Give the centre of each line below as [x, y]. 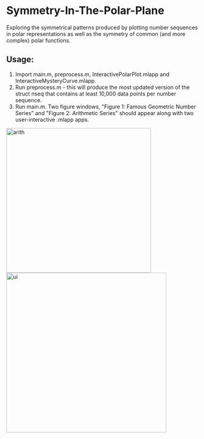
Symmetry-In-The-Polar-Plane [85, 11]
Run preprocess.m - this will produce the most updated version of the [102, 87]
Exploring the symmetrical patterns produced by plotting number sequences [102, 27]
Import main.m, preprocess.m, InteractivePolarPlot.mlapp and [92, 74]
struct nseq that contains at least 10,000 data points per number [96, 93]
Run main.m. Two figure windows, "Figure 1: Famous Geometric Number [105, 107]
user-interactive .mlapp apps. [52, 119]
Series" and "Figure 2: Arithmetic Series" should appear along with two [104, 113]
